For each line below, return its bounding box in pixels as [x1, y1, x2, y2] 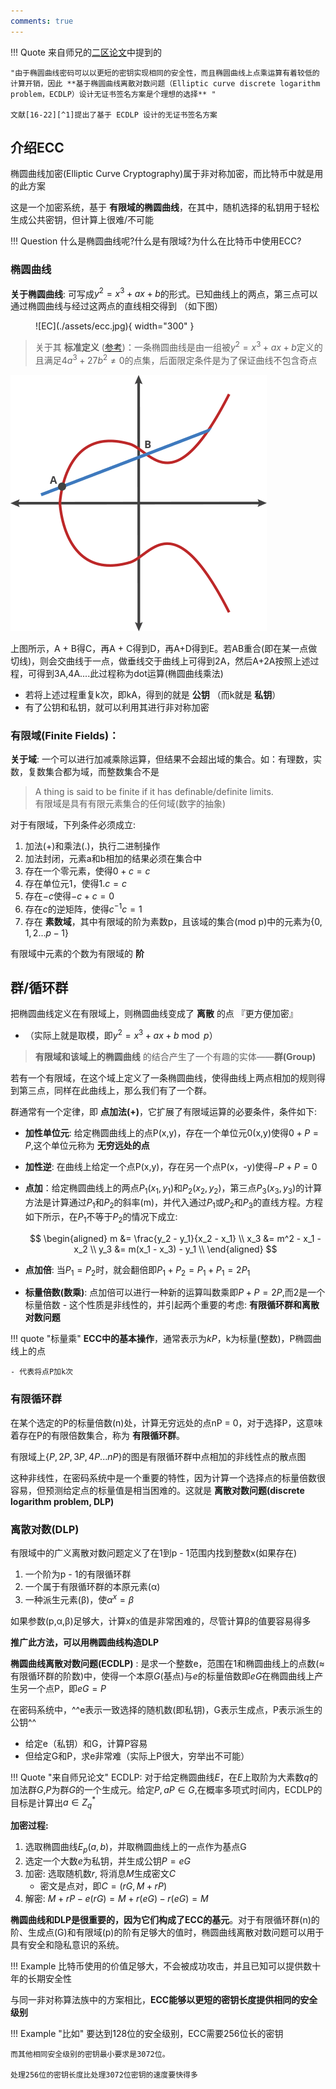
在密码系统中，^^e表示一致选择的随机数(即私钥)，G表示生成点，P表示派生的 [10, 1703, 323, 1715]
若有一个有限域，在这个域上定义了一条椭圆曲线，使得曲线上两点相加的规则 [10, 1072, 317, 1084]
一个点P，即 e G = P [27, 1682, 107, 1694]
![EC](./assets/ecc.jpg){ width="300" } [35, 320, 195, 332]
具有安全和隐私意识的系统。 [10, 1938, 125, 1950]
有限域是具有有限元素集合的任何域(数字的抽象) [34, 798, 227, 809]
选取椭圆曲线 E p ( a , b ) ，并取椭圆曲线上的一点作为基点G [24, 1841, 247, 1855]
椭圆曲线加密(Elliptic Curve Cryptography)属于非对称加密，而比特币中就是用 [10, 168, 324, 180]
